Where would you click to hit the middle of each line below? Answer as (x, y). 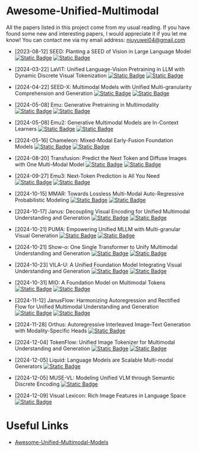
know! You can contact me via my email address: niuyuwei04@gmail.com (96, 40)
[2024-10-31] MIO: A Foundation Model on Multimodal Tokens (90, 282)
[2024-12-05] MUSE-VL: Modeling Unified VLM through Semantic (95, 378)
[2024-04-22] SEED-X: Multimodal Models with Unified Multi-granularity (103, 87)
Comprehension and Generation (54, 93)
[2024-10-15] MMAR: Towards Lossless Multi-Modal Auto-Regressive (99, 193)
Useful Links (38, 426)
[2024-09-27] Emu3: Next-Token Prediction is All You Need (87, 175)
